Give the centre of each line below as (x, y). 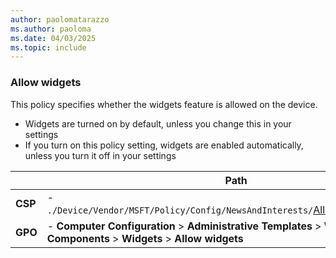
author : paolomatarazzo (60, 19)
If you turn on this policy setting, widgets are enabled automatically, (164, 145)
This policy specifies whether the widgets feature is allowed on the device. (164, 104)
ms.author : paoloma (51, 29)
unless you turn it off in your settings (100, 155)
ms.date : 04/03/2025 (53, 38)
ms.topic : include (48, 47)
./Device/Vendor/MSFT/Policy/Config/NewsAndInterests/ (180, 210)
